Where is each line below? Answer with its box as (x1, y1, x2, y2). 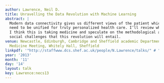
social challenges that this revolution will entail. (9, 35, 121, 40)
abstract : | (5, 16, 29, 21)
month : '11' (5, 57, 29, 62)
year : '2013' (5, 52, 32, 58)
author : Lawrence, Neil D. (5, 7, 60, 12)
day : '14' (5, 62, 25, 66)
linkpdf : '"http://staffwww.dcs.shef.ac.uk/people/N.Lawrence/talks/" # (5, 48, 156, 53)
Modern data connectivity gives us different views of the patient (9, 21, 150, 26)
